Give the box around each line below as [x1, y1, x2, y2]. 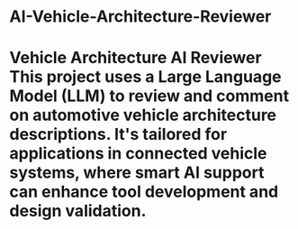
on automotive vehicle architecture [9, 105, 277, 125]
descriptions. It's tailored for [9, 124, 228, 145]
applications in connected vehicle [9, 143, 267, 164]
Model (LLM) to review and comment [9, 86, 290, 106]
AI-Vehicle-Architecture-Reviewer [9, 6, 272, 27]
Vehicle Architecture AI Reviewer [9, 48, 263, 69]
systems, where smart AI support [9, 162, 265, 183]
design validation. [9, 201, 147, 222]
